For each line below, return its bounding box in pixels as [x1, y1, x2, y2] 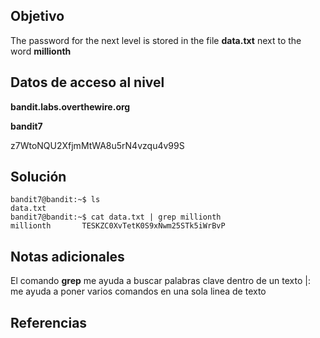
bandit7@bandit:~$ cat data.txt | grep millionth [10, 212, 222, 223]
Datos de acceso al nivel [10, 74, 165, 91]
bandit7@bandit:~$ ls [10, 195, 101, 205]
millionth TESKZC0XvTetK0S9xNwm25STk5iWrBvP [10, 221, 226, 231]
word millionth [10, 45, 72, 57]
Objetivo [10, 8, 65, 25]
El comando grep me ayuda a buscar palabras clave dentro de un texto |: [10, 275, 311, 287]
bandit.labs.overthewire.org [10, 100, 131, 113]
